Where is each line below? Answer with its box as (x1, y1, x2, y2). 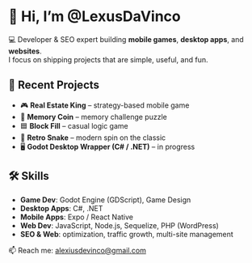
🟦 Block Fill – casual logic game (19, 121, 128, 130)
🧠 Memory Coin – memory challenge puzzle (19, 112, 167, 121)
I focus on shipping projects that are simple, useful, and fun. (8, 54, 208, 64)
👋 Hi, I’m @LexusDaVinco (8, 7, 181, 26)
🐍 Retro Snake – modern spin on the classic (19, 133, 166, 142)
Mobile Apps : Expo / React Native (19, 212, 133, 222)
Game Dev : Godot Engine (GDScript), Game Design (19, 194, 191, 205)
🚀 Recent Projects (8, 78, 99, 92)
